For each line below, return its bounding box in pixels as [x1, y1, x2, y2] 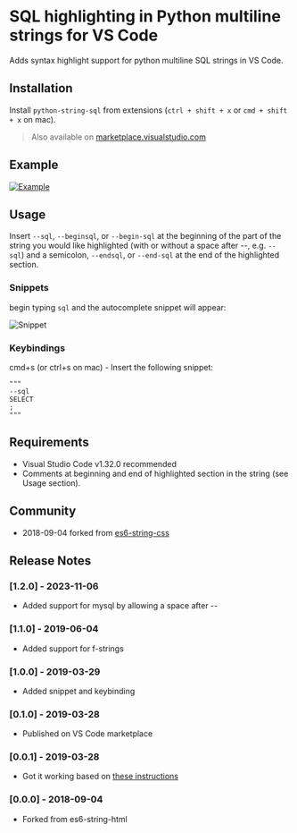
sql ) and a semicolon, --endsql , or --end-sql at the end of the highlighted [9, 250, 279, 260]
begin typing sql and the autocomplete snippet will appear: [9, 302, 227, 312]
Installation [9, 81, 73, 96]
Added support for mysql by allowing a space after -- [21, 600, 219, 611]
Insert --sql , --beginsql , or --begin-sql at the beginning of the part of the [9, 231, 282, 242]
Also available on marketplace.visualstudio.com [30, 132, 207, 142]
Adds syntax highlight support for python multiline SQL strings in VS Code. [9, 55, 284, 65]
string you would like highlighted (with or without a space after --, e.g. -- [9, 240, 276, 251]
